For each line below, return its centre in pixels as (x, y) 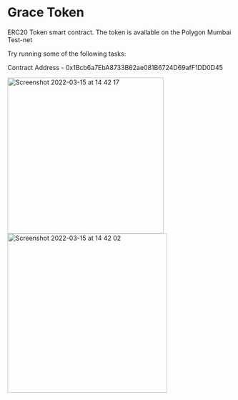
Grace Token (46, 12)
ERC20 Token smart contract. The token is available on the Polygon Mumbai (119, 32)
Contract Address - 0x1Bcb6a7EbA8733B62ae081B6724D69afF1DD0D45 (115, 67)
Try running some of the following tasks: (67, 54)
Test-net (20, 39)
